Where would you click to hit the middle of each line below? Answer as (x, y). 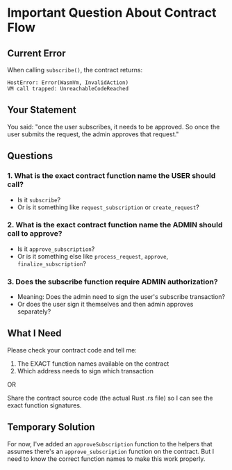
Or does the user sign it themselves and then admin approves (105, 305)
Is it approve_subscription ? (56, 249)
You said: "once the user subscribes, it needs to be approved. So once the (114, 127)
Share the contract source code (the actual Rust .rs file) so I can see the (110, 398)
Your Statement (42, 110)
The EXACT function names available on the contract (93, 364)
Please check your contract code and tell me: (72, 350)
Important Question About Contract (112, 13)
